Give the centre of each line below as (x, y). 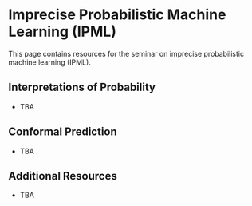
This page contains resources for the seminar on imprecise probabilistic (126, 53)
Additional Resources (63, 176)
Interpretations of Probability (82, 87)
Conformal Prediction (63, 132)
